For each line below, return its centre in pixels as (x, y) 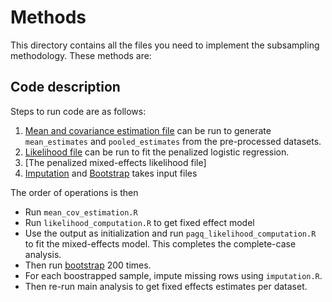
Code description (65, 87)
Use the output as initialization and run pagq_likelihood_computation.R (170, 233)
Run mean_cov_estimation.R (81, 212)
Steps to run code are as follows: (78, 111)
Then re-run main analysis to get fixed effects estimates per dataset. (166, 286)
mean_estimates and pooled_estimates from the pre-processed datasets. (173, 141)
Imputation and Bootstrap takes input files (111, 173)
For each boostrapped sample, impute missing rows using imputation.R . (173, 275)
